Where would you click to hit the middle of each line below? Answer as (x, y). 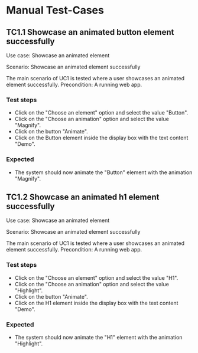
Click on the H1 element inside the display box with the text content (96, 303)
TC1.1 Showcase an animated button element (90, 32)
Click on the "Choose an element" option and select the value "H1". (96, 277)
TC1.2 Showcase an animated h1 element (83, 197)
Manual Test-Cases (55, 10)
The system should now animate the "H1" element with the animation (98, 337)
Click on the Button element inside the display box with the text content (101, 138)
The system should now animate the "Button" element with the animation (103, 172)
